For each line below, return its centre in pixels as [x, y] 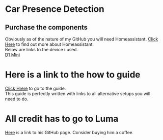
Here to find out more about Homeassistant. [50, 44]
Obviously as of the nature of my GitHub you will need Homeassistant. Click [82, 39]
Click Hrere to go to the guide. [36, 88]
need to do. [17, 99]
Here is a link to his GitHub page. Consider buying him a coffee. [69, 132]
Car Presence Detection [55, 9]
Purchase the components [46, 27]
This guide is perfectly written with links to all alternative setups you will [78, 93]
